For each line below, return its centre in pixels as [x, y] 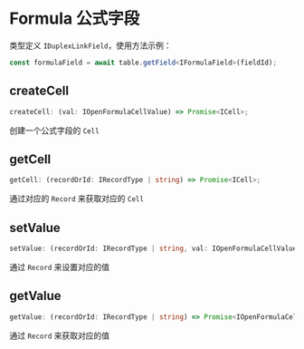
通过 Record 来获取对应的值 [60, 335]
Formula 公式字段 [75, 19]
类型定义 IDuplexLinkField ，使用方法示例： [90, 45]
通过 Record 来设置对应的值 [60, 267]
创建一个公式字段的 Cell [54, 130]
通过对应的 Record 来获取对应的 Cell [77, 199]
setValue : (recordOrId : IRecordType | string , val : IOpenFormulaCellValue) [155, 248]
